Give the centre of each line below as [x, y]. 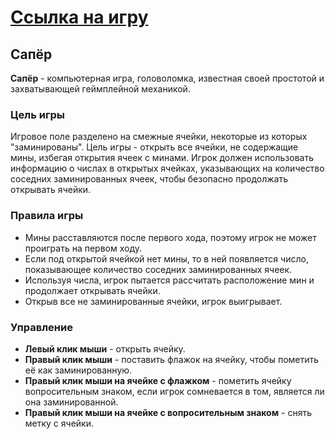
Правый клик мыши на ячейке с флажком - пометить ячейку [158, 380]
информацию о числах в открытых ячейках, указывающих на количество [167, 168]
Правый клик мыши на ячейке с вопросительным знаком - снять [168, 412]
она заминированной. [71, 402]
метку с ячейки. [59, 423]
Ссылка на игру [79, 17]
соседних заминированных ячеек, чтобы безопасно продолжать [149, 179]
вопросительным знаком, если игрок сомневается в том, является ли [174, 391]
